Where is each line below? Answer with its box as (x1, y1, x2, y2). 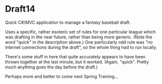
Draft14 (5, 3, 36, 15)
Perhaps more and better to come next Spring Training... (5, 73, 119, 79)
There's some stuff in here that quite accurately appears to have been (5, 53, 145, 59)
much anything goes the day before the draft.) (5, 64, 98, 70)
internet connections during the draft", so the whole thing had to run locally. (5, 44, 157, 50)
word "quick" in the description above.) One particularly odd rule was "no (5, 39, 153, 45)
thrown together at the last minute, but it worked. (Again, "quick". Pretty (5, 59, 149, 65)
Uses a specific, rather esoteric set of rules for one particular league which (5, 29, 156, 34)
